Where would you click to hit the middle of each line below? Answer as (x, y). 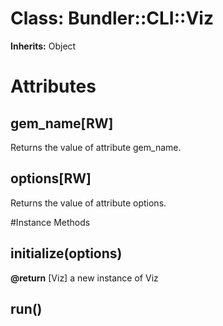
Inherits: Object (43, 46)
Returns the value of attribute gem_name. (96, 147)
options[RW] (51, 178)
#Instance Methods (50, 222)
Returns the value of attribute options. (88, 203)
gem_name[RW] (62, 123)
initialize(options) (66, 253)
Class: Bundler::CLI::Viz (112, 18)
